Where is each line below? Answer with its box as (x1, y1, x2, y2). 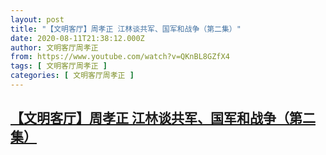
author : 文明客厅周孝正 (10, 42, 99, 53)
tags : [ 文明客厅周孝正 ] (10, 61, 108, 71)
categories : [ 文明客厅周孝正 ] (10, 71, 135, 81)
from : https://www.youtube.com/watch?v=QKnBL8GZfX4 (10, 52, 230, 62)
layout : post (10, 14, 65, 25)
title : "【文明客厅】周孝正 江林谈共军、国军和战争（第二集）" (10, 24, 242, 34)
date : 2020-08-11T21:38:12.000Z (10, 33, 145, 43)
